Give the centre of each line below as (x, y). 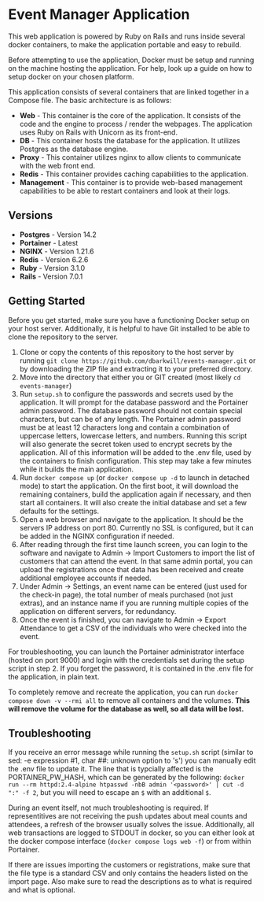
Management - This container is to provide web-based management (131, 182)
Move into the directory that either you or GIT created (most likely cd (130, 377)
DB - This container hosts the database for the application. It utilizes (130, 140)
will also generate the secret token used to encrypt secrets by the (126, 444)
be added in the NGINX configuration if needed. (97, 536)
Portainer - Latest (49, 242)
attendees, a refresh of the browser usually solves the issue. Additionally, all (131, 825)
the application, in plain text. (54, 676)
